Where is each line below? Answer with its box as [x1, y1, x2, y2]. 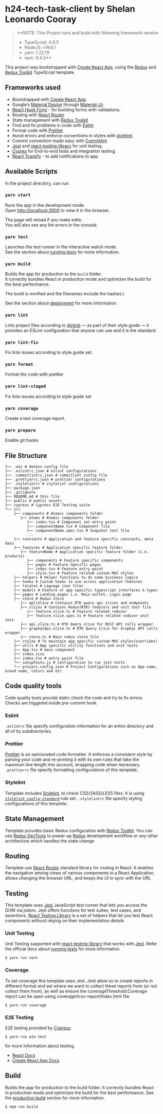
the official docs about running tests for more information [5, 946, 120, 952]
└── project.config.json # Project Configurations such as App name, [14, 665, 158, 669]
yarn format [5, 361, 34, 367]
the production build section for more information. [5, 1095, 105, 1100]
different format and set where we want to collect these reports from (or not [5, 983, 157, 988]
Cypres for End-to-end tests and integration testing [12, 148, 115, 154]
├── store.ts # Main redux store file [20, 635, 99, 640]
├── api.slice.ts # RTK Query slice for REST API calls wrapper [20, 622, 153, 627]
